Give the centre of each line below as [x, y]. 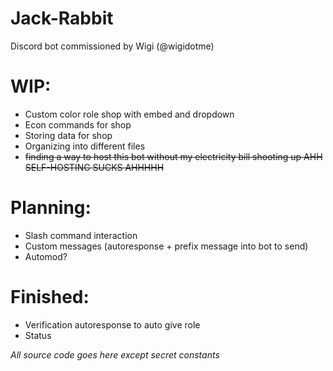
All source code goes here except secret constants [115, 354]
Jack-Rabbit [62, 18]
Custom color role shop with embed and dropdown [129, 114]
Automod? [46, 256]
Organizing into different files [85, 146]
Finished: [50, 297]
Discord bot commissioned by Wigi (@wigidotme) [112, 46]
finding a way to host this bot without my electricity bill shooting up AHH [173, 156]
